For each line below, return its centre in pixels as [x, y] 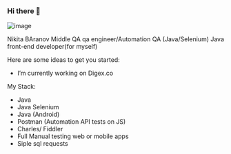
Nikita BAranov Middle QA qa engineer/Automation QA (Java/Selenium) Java [115, 39]
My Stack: [21, 87]
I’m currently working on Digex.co [65, 73]
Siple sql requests [42, 144]
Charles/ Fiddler [40, 129]
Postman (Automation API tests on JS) [71, 122]
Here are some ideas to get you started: [64, 60]
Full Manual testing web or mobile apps [73, 136]
